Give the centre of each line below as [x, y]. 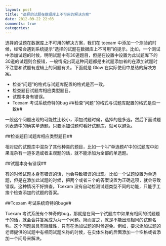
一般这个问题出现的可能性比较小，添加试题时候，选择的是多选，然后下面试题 [83, 120]
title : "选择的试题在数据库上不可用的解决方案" [48, 14]
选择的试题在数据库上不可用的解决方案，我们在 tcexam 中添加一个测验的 [79, 43]
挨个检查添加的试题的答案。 [33, 193]
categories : [17, 28]
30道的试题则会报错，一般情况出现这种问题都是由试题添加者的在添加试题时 [82, 61]
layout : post [19, 10]
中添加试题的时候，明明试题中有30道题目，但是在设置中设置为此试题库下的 [82, 55]
